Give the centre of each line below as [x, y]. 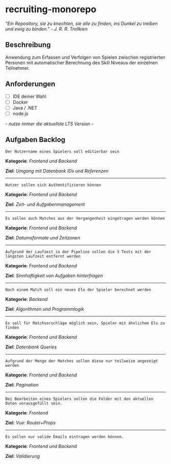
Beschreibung [28, 45]
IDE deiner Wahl [30, 96]
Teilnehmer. [18, 68]
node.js [20, 114]
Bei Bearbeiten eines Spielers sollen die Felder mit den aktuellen [79, 399]
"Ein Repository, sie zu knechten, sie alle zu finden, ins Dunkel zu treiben [81, 23]
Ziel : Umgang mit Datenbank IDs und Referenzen [57, 171]
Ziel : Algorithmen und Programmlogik [45, 309]
